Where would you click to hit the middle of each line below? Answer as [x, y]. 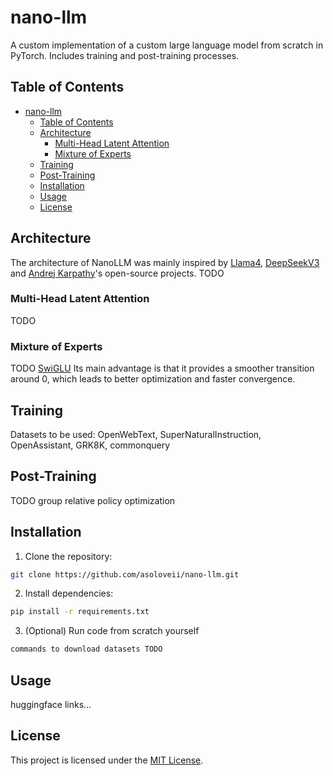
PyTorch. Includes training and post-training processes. [125, 55]
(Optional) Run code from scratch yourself [112, 631]
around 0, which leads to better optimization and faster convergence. [153, 379]
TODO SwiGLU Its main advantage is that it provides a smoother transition [162, 368]
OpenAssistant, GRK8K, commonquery [90, 445]
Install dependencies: [69, 593]
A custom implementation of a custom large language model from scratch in [167, 45]
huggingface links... [51, 705]
